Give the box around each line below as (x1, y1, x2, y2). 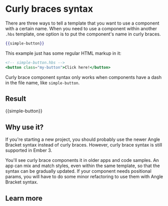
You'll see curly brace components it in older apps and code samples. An (5, 157, 159, 163)
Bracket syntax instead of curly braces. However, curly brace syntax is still (5, 142, 162, 148)
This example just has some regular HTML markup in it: (5, 50, 122, 56)
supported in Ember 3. (5, 147, 53, 154)
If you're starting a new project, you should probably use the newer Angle (5, 136, 160, 142)
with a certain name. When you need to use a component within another (5, 25, 157, 31)
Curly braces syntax (5, 3, 93, 15)
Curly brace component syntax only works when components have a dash (5, 74, 162, 80)
